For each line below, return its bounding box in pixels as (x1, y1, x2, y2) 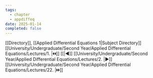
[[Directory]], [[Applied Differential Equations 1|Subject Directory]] (5, 40, 141, 46)
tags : (5, 7, 17, 13)
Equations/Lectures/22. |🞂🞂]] (5, 67, 63, 73)
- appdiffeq (10, 17, 35, 22)
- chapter (10, 12, 30, 17)
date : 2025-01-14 (5, 21, 42, 27)
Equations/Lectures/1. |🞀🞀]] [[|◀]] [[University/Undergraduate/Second (5, 51, 148, 57)
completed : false (5, 26, 42, 31)
